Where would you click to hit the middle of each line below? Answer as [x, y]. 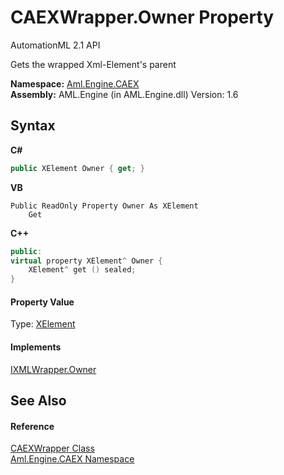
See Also [38, 400]
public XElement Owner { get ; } [77, 168]
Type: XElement [43, 324]
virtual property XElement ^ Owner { [86, 261]
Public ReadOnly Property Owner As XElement [104, 206]
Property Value [42, 302]
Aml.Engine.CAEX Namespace [72, 459]
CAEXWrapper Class [52, 448]
